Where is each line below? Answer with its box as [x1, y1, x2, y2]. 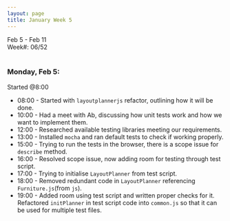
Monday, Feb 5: [7, 67, 60, 76]
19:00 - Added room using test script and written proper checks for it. [17, 191, 215, 200]
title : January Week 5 [7, 17, 72, 23]
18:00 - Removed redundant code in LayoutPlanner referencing [17, 176, 196, 185]
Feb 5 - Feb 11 [7, 35, 47, 43]
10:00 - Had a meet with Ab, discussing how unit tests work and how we [17, 111, 222, 119]
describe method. [17, 147, 67, 156]
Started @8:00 [7, 83, 49, 91]
